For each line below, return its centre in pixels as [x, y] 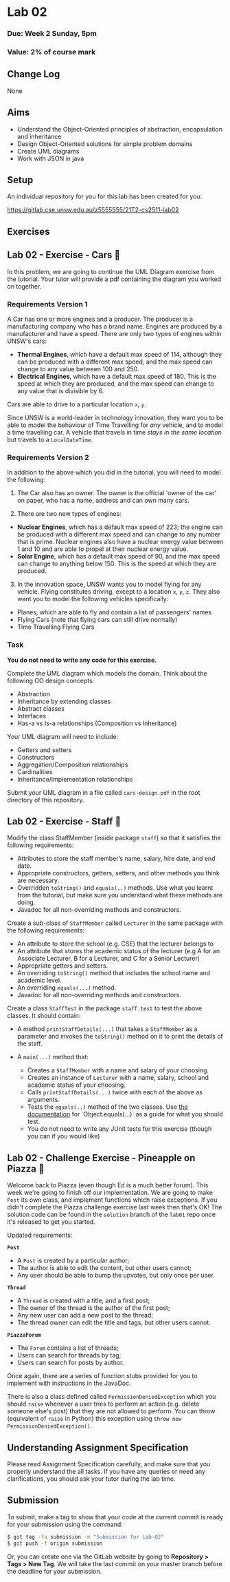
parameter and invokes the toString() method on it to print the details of [120, 1037]
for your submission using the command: [65, 1524]
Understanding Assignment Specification [98, 1447]
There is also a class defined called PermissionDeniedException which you [112, 1397]
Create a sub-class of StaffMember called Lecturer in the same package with [115, 923]
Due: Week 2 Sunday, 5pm [52, 34]
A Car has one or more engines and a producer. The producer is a [100, 319]
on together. [24, 286]
